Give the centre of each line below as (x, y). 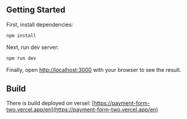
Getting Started (36, 10)
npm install (21, 36)
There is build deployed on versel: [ (50, 103)
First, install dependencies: (40, 24)
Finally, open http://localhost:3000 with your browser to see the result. (94, 69)
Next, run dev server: (33, 47)
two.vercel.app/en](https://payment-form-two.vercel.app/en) (82, 110)
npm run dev (21, 58)
